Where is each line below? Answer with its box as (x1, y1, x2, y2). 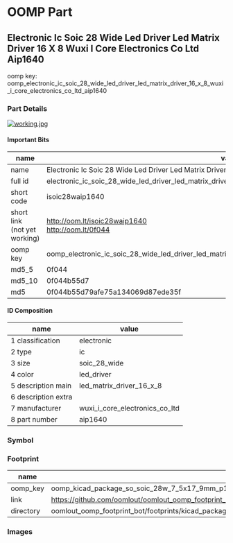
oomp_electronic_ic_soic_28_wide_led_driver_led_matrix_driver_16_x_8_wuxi (7, 79, 224, 87)
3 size (10, 358, 31, 368)
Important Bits (7, 135, 50, 144)
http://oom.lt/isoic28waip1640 (46, 216, 147, 225)
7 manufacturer (10, 403, 62, 413)
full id (10, 176, 29, 186)
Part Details (7, 103, 47, 113)
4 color (10, 369, 34, 379)
